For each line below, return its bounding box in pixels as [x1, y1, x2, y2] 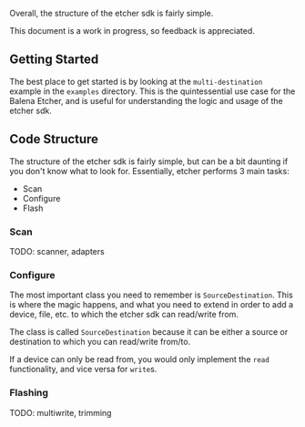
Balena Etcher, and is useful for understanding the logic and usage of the [9, 95, 284, 106]
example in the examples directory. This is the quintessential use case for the [9, 86, 296, 97]
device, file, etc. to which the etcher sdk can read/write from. [9, 309, 239, 320]
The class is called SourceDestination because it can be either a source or [9, 327, 289, 338]
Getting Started [9, 52, 99, 68]
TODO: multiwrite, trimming [9, 407, 112, 418]
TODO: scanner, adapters [9, 245, 105, 256]
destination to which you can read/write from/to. [9, 337, 191, 348]
